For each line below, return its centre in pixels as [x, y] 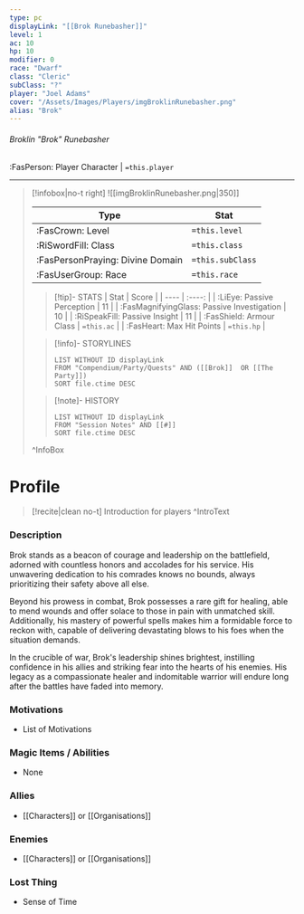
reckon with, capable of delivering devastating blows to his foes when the [147, 630]
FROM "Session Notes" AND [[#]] [115, 425]
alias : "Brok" [36, 110]
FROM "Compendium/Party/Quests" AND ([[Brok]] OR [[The [164, 368]
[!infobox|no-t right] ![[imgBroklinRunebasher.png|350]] [135, 193]
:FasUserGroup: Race [81, 275]
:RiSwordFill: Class [75, 245]
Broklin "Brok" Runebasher [60, 139]
